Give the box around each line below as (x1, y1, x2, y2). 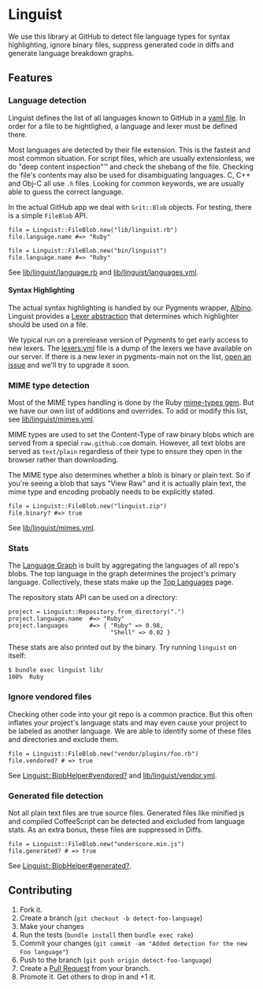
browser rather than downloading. (8, 455, 119, 465)
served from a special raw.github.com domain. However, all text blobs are (8, 438, 246, 448)
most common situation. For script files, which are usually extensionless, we (8, 153, 255, 163)
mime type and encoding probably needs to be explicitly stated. (8, 487, 215, 496)
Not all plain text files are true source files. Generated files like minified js (8, 808, 245, 818)
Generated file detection (8, 790, 104, 801)
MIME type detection (8, 380, 90, 391)
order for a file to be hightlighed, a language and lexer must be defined (8, 121, 238, 131)
